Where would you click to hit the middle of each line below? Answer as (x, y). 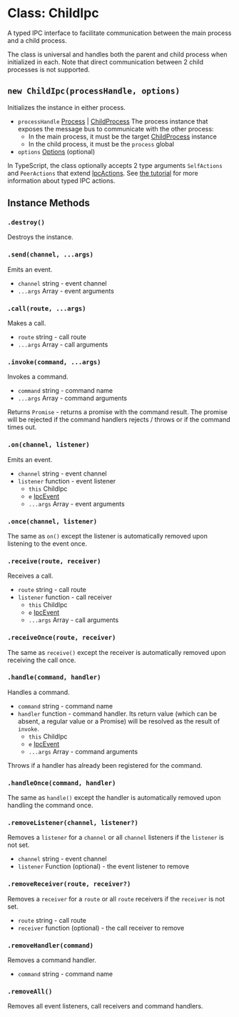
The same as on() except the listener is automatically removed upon (108, 536)
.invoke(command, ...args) (54, 362)
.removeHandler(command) (51, 945)
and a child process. (37, 40)
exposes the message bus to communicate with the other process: (116, 129)
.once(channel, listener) (52, 521)
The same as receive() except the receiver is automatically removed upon (117, 652)
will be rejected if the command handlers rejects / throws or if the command (119, 420)
